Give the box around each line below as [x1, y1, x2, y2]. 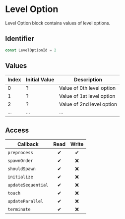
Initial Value [26, 76, 55, 83]
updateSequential [7, 182, 49, 188]
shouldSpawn [7, 166, 36, 172]
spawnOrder [7, 158, 33, 164]
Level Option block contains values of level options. [5, 20, 111, 26]
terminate [7, 207, 31, 213]
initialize [7, 174, 33, 180]
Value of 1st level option [59, 93, 116, 100]
